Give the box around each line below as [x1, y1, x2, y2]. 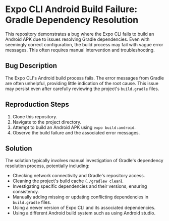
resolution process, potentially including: [5, 163, 90, 169]
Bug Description [5, 61, 57, 70]
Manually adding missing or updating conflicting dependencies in [12, 194, 149, 200]
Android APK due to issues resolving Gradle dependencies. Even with [5, 36, 150, 42]
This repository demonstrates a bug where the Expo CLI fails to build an [5, 31, 154, 37]
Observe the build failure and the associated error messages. [12, 129, 140, 135]
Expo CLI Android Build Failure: [5, 4, 138, 15]
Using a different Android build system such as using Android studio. [12, 210, 155, 216]
